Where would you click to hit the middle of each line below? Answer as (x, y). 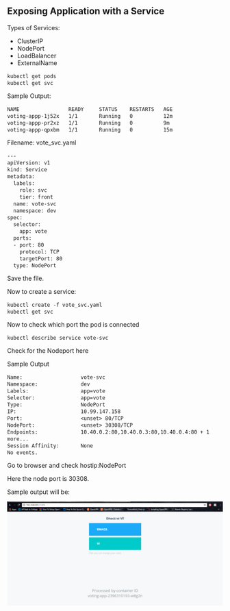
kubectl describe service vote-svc (58, 338)
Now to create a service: (42, 291)
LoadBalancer (37, 55)
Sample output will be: (39, 492)
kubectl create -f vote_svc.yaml (55, 305)
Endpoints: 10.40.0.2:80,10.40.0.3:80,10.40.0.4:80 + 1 (108, 432)
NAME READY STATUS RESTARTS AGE (90, 109)
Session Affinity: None (50, 446)
